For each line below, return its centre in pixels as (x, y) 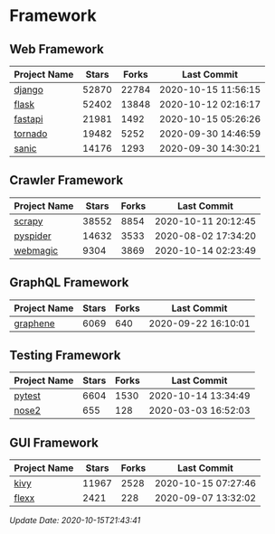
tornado (31, 134)
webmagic (36, 250)
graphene (35, 323)
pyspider (33, 236)
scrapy (28, 220)
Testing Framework (65, 356)
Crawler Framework (66, 180)
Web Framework (57, 49)
